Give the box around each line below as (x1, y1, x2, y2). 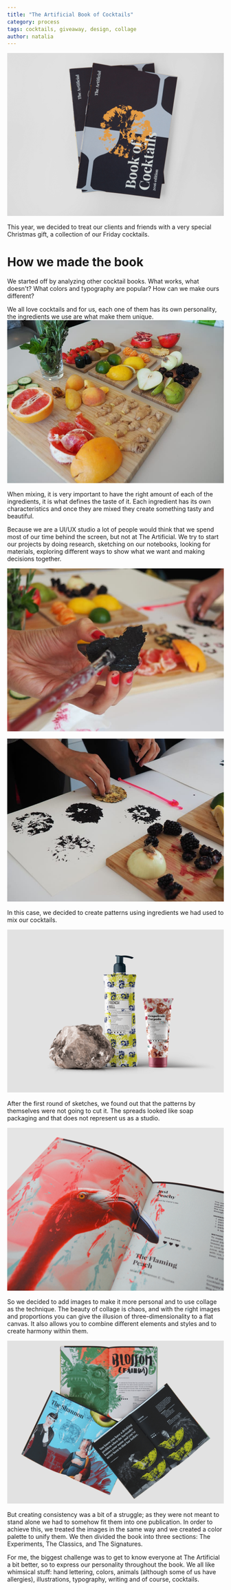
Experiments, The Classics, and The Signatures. (7, 1540, 143, 1548)
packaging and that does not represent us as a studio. (7, 1114, 160, 1123)
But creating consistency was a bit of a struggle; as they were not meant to (7, 1511, 220, 1519)
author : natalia (7, 33, 54, 40)
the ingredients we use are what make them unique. (7, 312, 154, 321)
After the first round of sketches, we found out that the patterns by (7, 1100, 196, 1108)
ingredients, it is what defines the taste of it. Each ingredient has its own (7, 497, 211, 506)
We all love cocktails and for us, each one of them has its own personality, (7, 305, 217, 314)
